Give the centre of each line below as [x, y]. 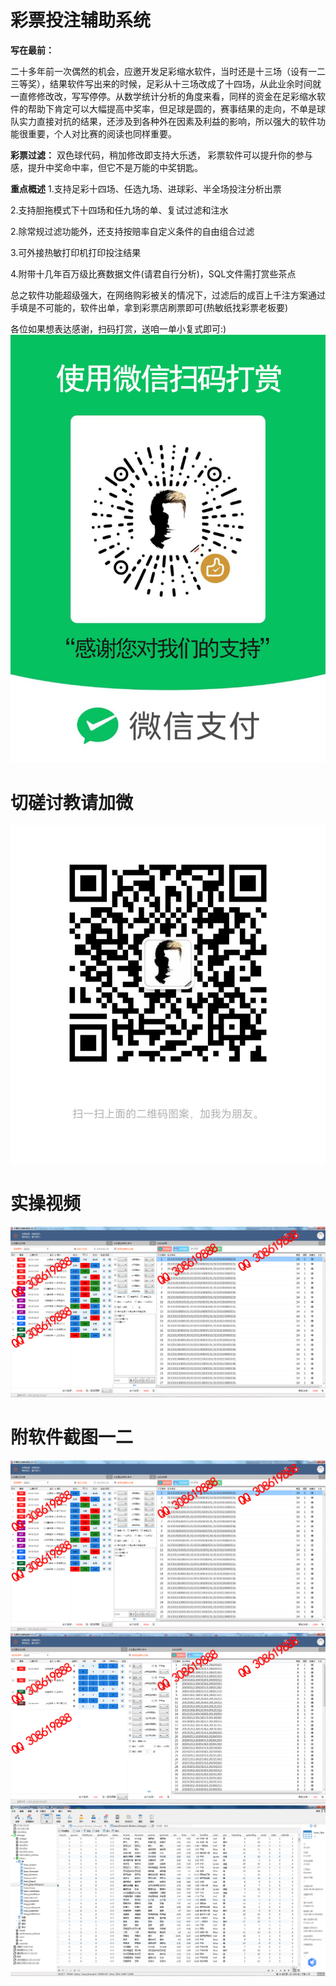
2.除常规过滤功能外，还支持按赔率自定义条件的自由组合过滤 [132, 231]
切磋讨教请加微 [72, 802]
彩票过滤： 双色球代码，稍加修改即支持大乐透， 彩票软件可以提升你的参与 [161, 155]
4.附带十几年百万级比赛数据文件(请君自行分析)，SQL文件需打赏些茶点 [153, 273]
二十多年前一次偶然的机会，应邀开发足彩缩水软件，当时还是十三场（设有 [159, 71]
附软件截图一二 [72, 1437]
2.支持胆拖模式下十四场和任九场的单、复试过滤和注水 [119, 210]
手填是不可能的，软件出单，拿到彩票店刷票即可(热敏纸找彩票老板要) [149, 307]
